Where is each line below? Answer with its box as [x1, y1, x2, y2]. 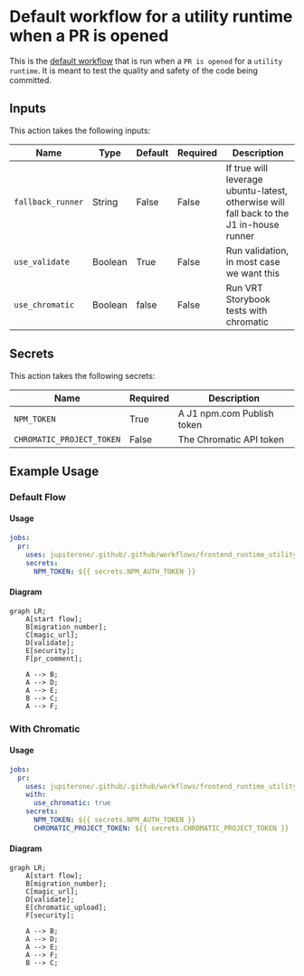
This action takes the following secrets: [9, 370, 156, 381]
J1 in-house [225, 218, 280, 231]
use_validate [14, 256, 71, 267]
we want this [225, 267, 280, 280]
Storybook [225, 292, 271, 305]
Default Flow [9, 490, 66, 503]
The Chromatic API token [177, 432, 285, 445]
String [91, 195, 119, 208]
